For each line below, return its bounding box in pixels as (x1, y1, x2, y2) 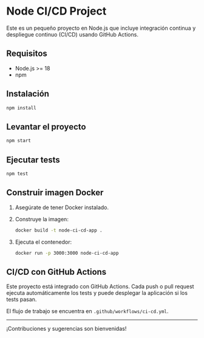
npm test (6, 170, 29, 177)
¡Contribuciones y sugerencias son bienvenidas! (6, 325, 127, 333)
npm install (6, 105, 36, 111)
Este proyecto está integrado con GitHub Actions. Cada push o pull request (6, 283, 194, 290)
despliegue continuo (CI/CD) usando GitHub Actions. (6, 30, 138, 38)
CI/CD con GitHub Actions (6, 266, 107, 277)
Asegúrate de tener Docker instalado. (15, 204, 109, 211)
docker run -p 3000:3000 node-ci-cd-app (15, 250, 119, 256)
